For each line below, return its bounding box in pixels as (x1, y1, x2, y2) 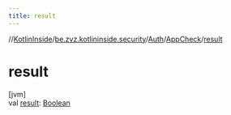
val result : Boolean (8, 98, 71, 108)
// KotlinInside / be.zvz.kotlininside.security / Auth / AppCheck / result (8, 34, 223, 44)
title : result (8, 11, 57, 20)
